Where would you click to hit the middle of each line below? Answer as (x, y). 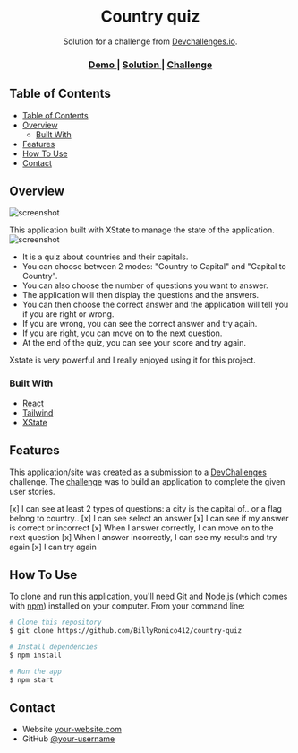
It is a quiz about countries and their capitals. (105, 257)
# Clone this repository (55, 622)
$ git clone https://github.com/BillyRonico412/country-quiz (126, 631)
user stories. (32, 491)
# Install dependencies (54, 647)
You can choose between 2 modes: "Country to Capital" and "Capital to (154, 267)
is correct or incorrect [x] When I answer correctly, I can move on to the (141, 528)
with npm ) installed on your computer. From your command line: (128, 606)
